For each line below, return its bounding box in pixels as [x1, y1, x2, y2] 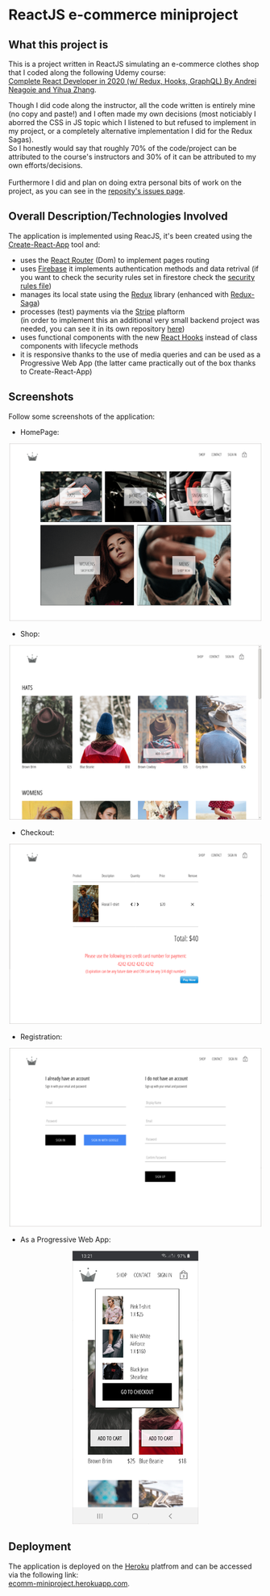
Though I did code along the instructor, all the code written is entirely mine [8, 101, 255, 110]
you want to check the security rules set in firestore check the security [19, 272, 255, 282]
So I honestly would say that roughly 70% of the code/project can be [8, 144, 237, 152]
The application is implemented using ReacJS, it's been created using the [8, 231, 252, 240]
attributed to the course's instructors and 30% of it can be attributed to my [8, 152, 256, 161]
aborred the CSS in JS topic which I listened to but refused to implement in [8, 118, 256, 127]
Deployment [8, 1540, 72, 1554]
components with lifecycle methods [19, 341, 139, 350]
